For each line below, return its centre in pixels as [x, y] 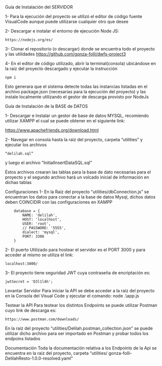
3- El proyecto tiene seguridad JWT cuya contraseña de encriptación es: [78, 273]
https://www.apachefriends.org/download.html [52, 130]
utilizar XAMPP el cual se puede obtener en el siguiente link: [65, 121]
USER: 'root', [37, 224]
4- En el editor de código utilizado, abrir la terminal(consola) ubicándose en [81, 63]
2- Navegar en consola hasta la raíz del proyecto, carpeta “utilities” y [74, 140]
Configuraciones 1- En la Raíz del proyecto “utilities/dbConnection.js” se [77, 192]
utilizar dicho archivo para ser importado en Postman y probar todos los [77, 333]
